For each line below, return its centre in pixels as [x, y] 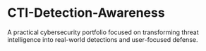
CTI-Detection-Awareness [86, 13]
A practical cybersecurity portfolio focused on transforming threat [103, 32]
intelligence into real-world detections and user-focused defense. [103, 39]
